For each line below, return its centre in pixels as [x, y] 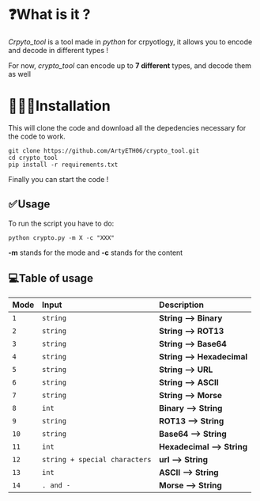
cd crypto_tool [33, 158]
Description [181, 305]
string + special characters [97, 459]
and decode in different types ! [58, 50]
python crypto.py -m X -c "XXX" [61, 237]
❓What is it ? [49, 15]
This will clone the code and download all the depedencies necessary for [127, 127]
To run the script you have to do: [61, 223]
